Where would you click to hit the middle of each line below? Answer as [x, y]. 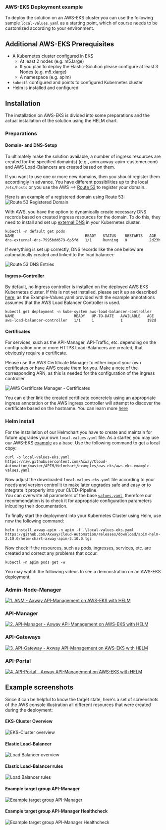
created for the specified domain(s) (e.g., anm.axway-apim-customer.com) [82, 162]
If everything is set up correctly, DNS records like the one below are [74, 249]
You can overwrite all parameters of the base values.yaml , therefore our [79, 495]
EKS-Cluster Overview [29, 721]
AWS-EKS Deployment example [44, 7]
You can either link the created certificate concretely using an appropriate [81, 398]
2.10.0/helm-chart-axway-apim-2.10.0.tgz [49, 538]
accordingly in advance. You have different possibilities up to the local [77, 182]
